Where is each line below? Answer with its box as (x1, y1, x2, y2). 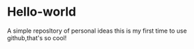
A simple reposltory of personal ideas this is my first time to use (7, 27, 187, 35)
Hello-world (7, 4, 77, 20)
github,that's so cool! (7, 33, 67, 42)
